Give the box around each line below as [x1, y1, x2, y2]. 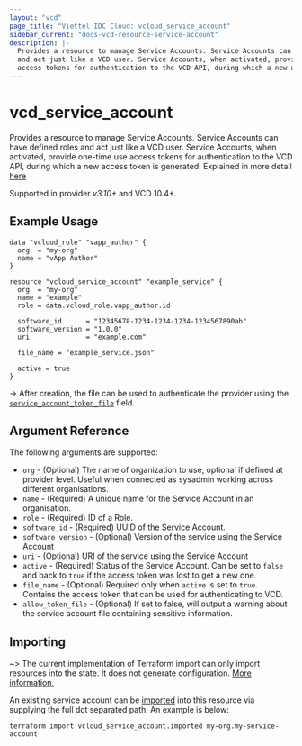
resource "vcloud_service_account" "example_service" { [9, 277, 223, 287]
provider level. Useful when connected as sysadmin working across [22, 474, 274, 485]
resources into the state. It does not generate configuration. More [9, 668, 252, 678]
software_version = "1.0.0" [17, 324, 123, 333]
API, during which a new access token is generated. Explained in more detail [9, 160, 292, 171]
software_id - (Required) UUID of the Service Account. [22, 522, 226, 532]
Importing [9, 634, 66, 650]
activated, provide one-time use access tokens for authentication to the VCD [9, 150, 293, 162]
